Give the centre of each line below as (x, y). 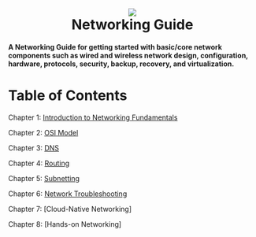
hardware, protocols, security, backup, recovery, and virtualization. (121, 64)
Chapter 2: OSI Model (43, 132)
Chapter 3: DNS (34, 148)
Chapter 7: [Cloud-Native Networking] (70, 209)
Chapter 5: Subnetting (44, 178)
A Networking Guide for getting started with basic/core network (115, 46)
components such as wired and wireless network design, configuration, (128, 55)
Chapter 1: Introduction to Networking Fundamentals (93, 117)
